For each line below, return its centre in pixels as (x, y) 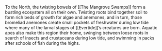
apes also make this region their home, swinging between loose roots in (77, 33)
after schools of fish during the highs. (42, 43)
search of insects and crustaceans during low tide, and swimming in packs (80, 38)
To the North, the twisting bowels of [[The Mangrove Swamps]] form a (75, 7)
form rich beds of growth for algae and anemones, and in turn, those (73, 17)
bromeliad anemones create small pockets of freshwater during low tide (77, 22)
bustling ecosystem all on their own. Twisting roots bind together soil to (76, 12)
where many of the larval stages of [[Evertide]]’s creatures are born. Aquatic (81, 28)
